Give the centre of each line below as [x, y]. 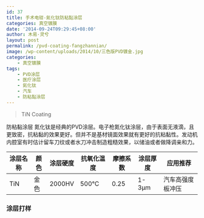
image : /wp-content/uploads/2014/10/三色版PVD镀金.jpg [75, 52]
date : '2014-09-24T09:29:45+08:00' [51, 29]
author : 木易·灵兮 [28, 35]
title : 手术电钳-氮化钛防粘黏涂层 [44, 18]
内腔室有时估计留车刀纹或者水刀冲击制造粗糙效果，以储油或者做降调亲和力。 [102, 142]
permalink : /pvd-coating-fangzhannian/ [57, 46]
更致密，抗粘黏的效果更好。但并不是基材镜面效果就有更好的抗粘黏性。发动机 [102, 134]
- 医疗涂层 [29, 80]
